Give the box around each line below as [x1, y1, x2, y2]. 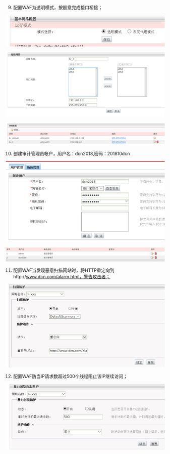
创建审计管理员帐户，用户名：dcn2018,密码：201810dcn [13, 150, 130, 156]
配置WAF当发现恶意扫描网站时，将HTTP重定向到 [13, 267, 115, 273]
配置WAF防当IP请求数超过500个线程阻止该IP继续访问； [13, 374, 128, 380]
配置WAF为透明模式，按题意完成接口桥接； [13, 5, 103, 10]
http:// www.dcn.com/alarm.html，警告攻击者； [13, 273, 110, 279]
